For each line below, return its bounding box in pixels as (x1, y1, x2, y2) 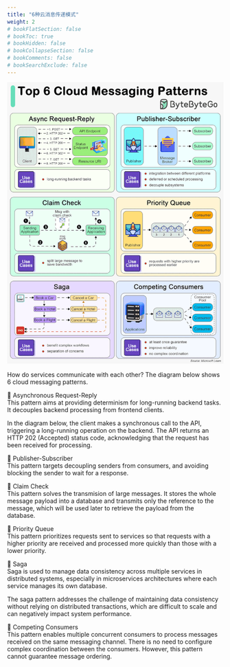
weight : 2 (7, 18, 36, 25)
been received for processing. (7, 440, 93, 449)
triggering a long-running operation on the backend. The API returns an (7, 426, 209, 434)
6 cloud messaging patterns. (7, 378, 88, 386)
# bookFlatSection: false (7, 25, 81, 32)
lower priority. (7, 546, 47, 554)
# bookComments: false (7, 55, 72, 62)
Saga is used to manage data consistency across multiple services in (7, 567, 203, 575)
